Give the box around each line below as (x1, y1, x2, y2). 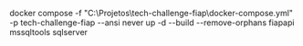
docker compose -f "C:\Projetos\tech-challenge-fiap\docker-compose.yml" (9, 8, 294, 18)
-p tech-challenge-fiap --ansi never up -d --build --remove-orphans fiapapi (9, 17, 295, 28)
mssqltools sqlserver (9, 27, 89, 37)
